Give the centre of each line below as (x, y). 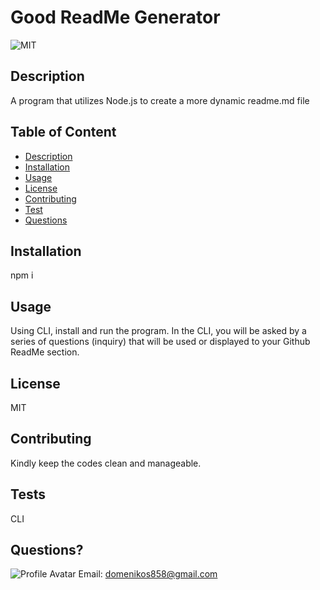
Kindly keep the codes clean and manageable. (106, 463)
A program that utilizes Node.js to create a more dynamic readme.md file (160, 100)
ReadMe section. (45, 352)
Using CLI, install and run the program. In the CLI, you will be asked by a (158, 331)
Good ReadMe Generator (115, 17)
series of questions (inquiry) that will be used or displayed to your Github (160, 342)
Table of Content (63, 132)
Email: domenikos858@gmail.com (148, 574)
